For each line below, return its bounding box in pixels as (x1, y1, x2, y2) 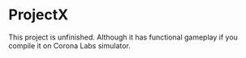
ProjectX (8, 6, 69, 24)
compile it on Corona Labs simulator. (8, 40, 132, 50)
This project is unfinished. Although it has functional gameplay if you (8, 32, 238, 42)
